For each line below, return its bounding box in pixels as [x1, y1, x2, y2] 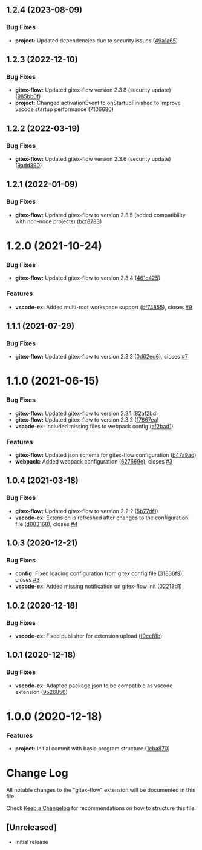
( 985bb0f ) [15, 93, 41, 100]
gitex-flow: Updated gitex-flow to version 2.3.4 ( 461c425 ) [15, 274, 161, 282]
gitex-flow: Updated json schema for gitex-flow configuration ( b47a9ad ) [15, 451, 197, 459]
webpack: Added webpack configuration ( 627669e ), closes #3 [15, 458, 173, 465]
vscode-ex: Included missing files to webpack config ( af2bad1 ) [15, 422, 174, 430]
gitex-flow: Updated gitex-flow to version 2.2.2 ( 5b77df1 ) [15, 507, 158, 514]
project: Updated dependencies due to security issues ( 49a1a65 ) [15, 36, 178, 44]
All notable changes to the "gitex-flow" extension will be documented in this [6, 786, 195, 794]
